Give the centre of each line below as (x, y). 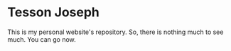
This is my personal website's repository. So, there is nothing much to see (116, 32)
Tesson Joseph (53, 12)
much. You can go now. (42, 39)
